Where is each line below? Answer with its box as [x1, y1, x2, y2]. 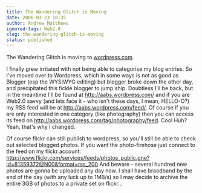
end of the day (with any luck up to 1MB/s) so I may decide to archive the [6, 174, 188, 180]
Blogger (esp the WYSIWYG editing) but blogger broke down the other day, [6, 78, 194, 85]
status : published [6, 37, 53, 43]
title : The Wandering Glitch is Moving [6, 8, 107, 15]
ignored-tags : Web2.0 [6, 25, 61, 32]
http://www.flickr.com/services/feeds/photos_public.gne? [6, 154, 150, 161]
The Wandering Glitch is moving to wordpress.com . [6, 54, 134, 61]
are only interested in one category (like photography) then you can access [6, 110, 194, 117]
